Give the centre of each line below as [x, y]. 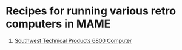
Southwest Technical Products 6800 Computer [73, 40]
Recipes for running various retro [91, 11]
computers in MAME [58, 24]
